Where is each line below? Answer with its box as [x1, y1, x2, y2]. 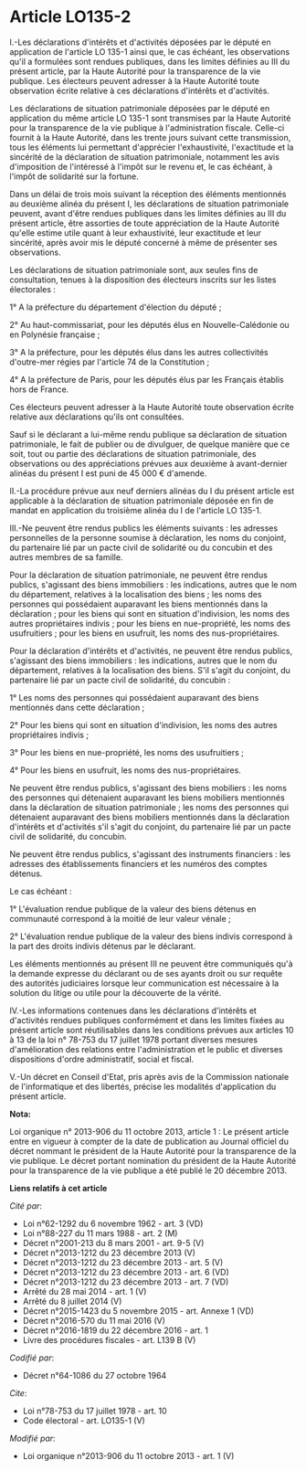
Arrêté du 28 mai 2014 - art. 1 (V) [22, 1285, 147, 1296]
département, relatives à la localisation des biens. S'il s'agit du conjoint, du [9, 664, 290, 675]
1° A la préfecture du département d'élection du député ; [9, 301, 222, 312]
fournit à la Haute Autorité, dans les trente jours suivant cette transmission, [9, 132, 291, 143]
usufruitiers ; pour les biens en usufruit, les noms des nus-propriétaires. [9, 628, 280, 639]
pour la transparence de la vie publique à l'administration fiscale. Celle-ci [9, 122, 285, 133]
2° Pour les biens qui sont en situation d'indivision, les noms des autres [9, 719, 278, 730]
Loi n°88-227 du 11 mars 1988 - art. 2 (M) [22, 1227, 178, 1239]
